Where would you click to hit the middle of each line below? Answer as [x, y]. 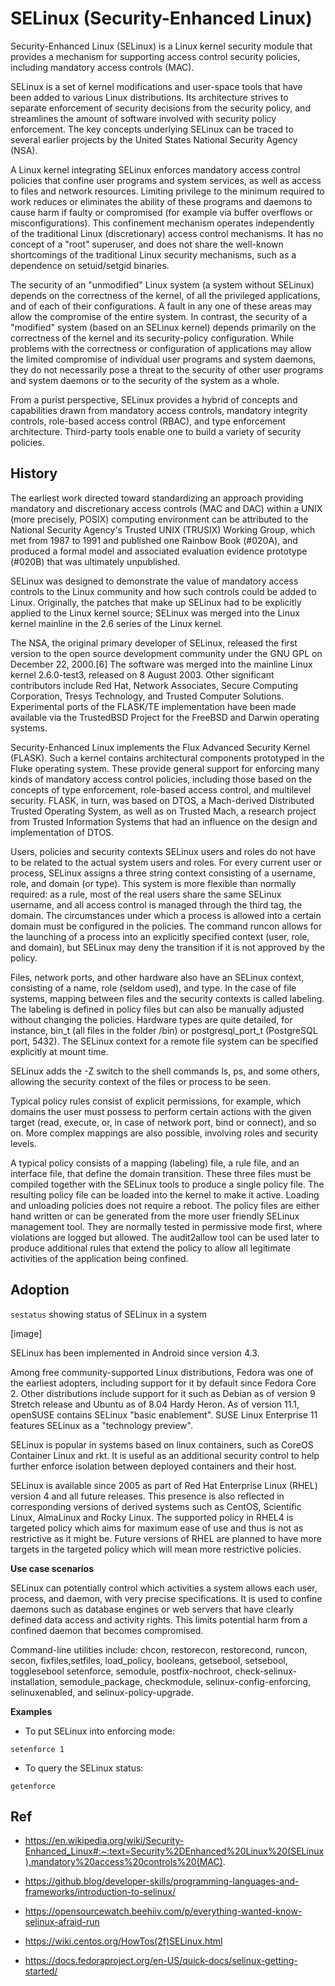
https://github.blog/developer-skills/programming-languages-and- [162, 1881]
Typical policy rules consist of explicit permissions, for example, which [156, 1101]
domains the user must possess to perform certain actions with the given [161, 1111]
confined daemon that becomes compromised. [107, 1630]
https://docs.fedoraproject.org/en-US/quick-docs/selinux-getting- [161, 1961]
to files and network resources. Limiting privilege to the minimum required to [167, 191]
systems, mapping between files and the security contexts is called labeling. [167, 998]
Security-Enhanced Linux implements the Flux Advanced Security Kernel [160, 747]
